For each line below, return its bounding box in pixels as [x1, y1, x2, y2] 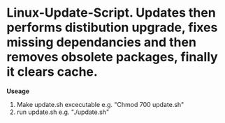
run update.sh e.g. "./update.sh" [16, 108, 110, 116]
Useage [6, 87, 29, 95]
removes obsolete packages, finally [6, 49, 218, 65]
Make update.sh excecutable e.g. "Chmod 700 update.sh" [16, 100, 184, 108]
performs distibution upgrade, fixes [6, 19, 218, 35]
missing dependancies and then [6, 35, 197, 50]
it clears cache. [6, 64, 99, 80]
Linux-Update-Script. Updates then [6, 5, 216, 21]
